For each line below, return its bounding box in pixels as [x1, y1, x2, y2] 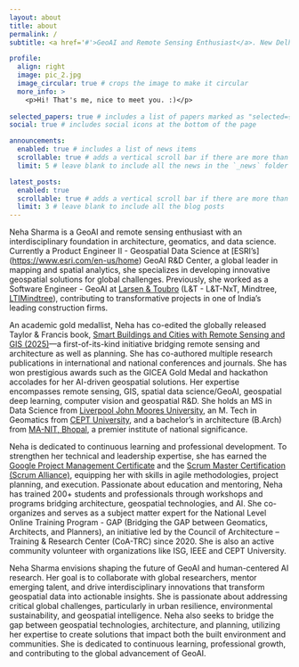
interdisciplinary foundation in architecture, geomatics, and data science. [9, 236, 277, 247]
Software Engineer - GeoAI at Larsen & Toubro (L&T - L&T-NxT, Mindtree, [9, 284, 278, 294]
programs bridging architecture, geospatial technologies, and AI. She [9, 498, 263, 509]
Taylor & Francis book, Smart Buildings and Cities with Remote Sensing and [9, 329, 286, 340]
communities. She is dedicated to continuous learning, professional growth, [9, 638, 287, 649]
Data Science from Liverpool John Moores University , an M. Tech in [9, 405, 257, 416]
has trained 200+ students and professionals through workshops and [9, 489, 263, 499]
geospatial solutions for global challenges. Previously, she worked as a [9, 274, 269, 285]
